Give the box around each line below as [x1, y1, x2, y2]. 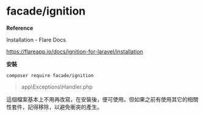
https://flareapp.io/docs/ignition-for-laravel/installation [6, 47, 143, 55]
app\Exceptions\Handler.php [21, 83, 93, 90]
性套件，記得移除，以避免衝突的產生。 [6, 103, 102, 111]
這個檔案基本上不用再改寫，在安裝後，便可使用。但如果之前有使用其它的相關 [6, 95, 199, 103]
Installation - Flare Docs [6, 36, 66, 43]
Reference [6, 24, 33, 32]
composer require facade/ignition [6, 72, 94, 78]
